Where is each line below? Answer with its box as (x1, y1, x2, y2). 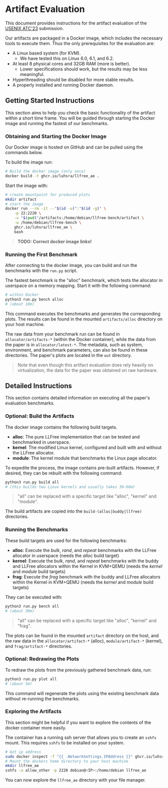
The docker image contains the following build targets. (5, 424, 117, 430)
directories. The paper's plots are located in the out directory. (5, 352, 132, 358)
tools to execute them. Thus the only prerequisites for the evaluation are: (5, 40, 155, 46)
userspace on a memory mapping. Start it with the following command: (5, 282, 151, 288)
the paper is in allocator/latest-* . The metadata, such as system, (5, 341, 143, 347)
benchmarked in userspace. (12, 439, 70, 445)
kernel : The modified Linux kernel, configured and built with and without (12, 444, 162, 450)
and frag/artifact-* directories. (5, 643, 72, 649)
